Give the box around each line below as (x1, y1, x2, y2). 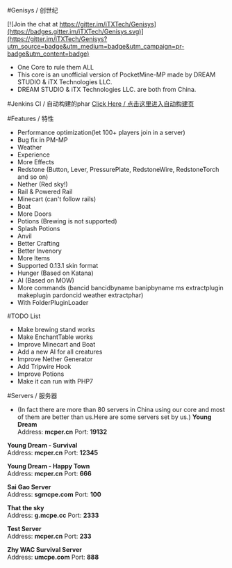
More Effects (17, 158, 54, 166)
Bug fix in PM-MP (17, 136, 68, 144)
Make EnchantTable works (17, 333, 94, 341)
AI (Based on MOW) (17, 276, 75, 284)
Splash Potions (17, 225, 60, 232)
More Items (17, 254, 51, 262)
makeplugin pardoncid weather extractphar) (17, 291, 144, 299)
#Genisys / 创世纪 (7, 6, 58, 14)
